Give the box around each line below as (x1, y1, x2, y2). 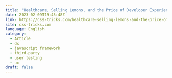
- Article (10, 36, 31, 42)
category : (5, 31, 27, 36)
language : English (5, 27, 45, 32)
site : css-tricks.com (5, 22, 52, 27)
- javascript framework (10, 46, 60, 51)
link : (5, 17, 17, 22)
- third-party (10, 50, 40, 55)
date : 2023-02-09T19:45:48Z (5, 12, 66, 17)
